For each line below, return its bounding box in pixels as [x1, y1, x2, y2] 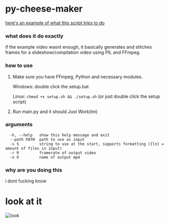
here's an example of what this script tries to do [5, 20, 105, 26]
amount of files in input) [5, 145, 62, 151]
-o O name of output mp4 [10, 155, 80, 160]
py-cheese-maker [5, 3, 83, 15]
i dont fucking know [5, 178, 47, 184]
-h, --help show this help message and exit [10, 132, 110, 137]
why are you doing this [5, 166, 62, 173]
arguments [5, 121, 33, 128]
